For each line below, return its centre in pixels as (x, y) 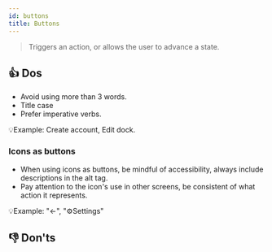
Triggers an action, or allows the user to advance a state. (124, 46)
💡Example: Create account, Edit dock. (72, 130)
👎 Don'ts (32, 238)
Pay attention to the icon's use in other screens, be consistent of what (138, 186)
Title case (37, 106)
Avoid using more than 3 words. (74, 97)
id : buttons (29, 16)
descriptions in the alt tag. (64, 178)
